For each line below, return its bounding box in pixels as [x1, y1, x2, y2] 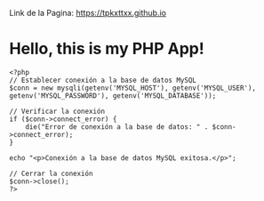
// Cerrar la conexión [9, 169, 93, 178]
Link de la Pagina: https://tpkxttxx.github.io [9, 8, 167, 18]
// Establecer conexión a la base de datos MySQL [9, 76, 197, 84]
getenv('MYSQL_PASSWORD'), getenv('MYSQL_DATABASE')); [9, 91, 217, 100]
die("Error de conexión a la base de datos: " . [25, 122, 209, 132]
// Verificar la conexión [9, 107, 105, 116]
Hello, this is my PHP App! [9, 39, 204, 59]
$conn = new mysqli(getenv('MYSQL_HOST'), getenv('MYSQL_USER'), [9, 84, 256, 92]
